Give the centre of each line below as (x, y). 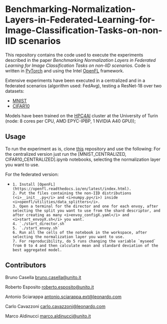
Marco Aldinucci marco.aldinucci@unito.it (48, 316)
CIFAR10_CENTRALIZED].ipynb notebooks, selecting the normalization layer (83, 159)
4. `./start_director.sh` (39, 224)
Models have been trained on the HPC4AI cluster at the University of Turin (82, 115)
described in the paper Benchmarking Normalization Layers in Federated (80, 60)
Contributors (26, 265)
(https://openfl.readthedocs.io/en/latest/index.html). (72, 189)
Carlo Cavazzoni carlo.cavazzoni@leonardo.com (55, 306)
